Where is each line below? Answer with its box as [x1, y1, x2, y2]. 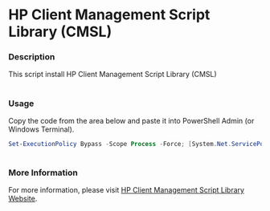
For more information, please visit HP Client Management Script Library [8, 185, 245, 195]
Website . [8, 194, 38, 204]
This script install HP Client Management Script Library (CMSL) [8, 70, 217, 79]
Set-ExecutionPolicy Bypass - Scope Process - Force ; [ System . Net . [8, 140, 231, 148]
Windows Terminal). [8, 124, 75, 134]
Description [8, 51, 55, 63]
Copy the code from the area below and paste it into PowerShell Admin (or [8, 116, 255, 126]
